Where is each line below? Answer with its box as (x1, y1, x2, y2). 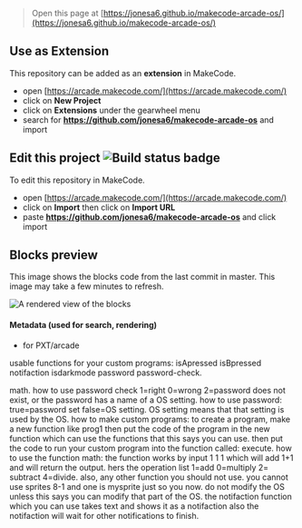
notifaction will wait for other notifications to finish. (9, 510, 200, 521)
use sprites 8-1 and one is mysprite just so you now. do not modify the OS (9, 481, 286, 492)
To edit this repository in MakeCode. (9, 174, 145, 185)
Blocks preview (9, 247, 98, 263)
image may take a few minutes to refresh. (9, 281, 164, 292)
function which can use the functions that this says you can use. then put (9, 433, 284, 443)
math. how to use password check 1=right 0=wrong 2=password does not (9, 384, 286, 395)
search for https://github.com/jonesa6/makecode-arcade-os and (22, 114, 275, 125)
